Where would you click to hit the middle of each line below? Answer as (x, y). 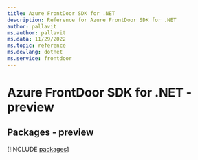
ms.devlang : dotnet (35, 52)
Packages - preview (51, 133)
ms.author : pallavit (37, 33)
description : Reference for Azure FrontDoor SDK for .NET (92, 20)
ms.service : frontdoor (40, 59)
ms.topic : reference (37, 46)
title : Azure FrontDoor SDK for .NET (61, 13)
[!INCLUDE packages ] (38, 149)
